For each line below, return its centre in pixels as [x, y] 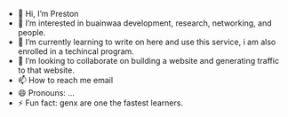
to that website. [46, 70]
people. [32, 32]
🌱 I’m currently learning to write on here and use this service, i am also [147, 42]
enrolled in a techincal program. [76, 51]
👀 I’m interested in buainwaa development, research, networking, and [145, 23]
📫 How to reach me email [65, 80]
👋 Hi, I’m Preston [48, 14]
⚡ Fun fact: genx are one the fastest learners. [100, 103]
